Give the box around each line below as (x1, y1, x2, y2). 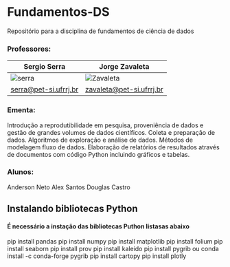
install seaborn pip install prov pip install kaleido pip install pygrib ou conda (7, 245, 220, 253)
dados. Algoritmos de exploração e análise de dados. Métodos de (7, 136, 194, 144)
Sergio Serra (23, 62, 66, 72)
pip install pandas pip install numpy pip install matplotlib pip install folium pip (7, 237, 223, 246)
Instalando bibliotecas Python (7, 203, 139, 215)
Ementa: (7, 105, 36, 115)
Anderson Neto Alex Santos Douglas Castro (7, 183, 130, 191)
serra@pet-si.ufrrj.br (10, 85, 79, 94)
